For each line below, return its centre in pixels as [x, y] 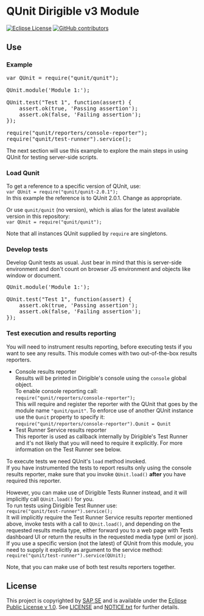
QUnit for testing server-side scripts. [52, 157]
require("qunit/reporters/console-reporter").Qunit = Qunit [93, 424]
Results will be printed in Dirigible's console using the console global [101, 378]
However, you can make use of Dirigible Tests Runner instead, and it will [97, 492]
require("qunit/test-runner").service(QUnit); [66, 556]
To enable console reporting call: [56, 391]
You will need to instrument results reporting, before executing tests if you [99, 347]
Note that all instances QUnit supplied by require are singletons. [87, 233]
